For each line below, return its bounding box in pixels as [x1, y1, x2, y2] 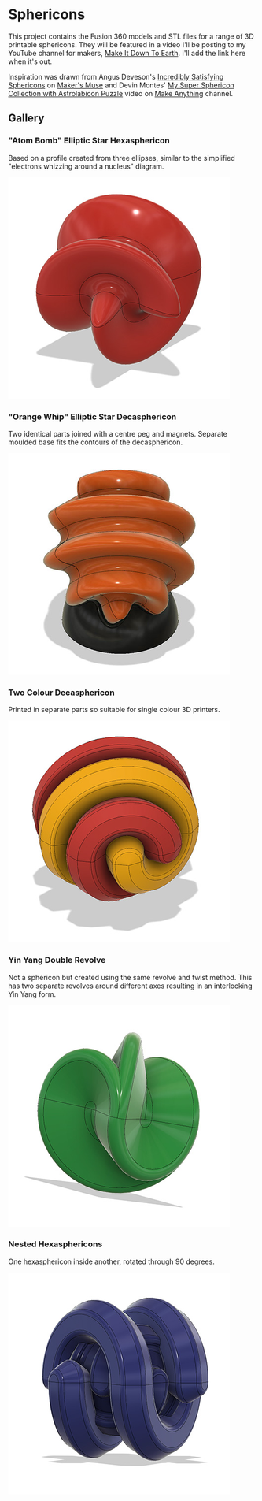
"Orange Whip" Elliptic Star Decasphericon [8, 411, 177, 422]
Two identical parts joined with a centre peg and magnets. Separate [8, 429, 228, 438]
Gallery [8, 112, 45, 125]
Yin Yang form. [8, 989, 57, 998]
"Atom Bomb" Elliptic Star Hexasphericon [8, 136, 171, 147]
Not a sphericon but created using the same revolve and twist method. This [8, 972, 253, 982]
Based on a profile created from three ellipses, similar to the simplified [8, 153, 235, 162]
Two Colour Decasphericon [8, 687, 116, 698]
